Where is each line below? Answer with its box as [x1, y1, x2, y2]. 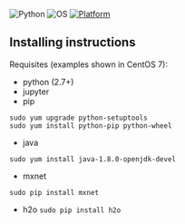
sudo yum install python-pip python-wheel [9, 121, 172, 131]
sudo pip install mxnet [9, 188, 100, 197]
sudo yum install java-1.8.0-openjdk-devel [9, 154, 177, 163]
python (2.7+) [22, 76, 74, 87]
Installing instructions [9, 34, 136, 50]
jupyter [22, 86, 50, 97]
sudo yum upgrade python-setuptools [9, 113, 148, 122]
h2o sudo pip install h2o [22, 204, 122, 215]
